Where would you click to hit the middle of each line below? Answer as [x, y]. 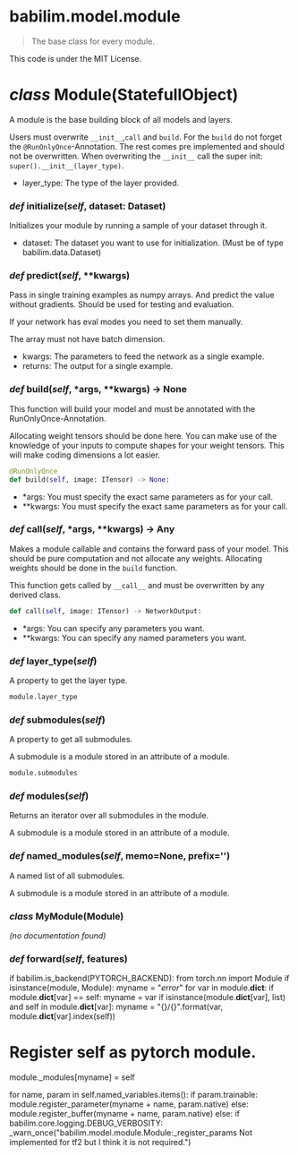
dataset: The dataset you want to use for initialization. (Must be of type [153, 243]
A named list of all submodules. [67, 876]
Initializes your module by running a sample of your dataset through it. [138, 226]
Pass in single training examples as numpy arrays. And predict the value [142, 295]
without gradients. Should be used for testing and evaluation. [122, 304]
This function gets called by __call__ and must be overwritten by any [137, 585]
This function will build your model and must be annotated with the [132, 408]
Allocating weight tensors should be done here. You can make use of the [143, 435]
